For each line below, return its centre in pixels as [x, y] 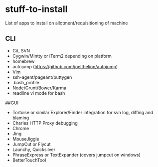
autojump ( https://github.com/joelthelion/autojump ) [65, 66]
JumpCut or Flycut [31, 144]
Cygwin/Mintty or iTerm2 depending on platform [62, 56]
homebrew [23, 61]
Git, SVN [21, 50]
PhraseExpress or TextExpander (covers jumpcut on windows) [77, 155]
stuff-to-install [36, 9]
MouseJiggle [26, 139]
